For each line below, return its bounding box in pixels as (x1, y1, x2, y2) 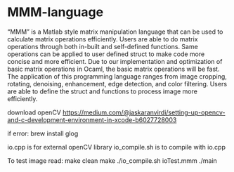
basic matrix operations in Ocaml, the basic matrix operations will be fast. (7, 65, 220, 73)
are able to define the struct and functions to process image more (7, 87, 198, 95)
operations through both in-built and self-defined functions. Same (7, 42, 198, 51)
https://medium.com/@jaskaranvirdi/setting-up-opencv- (62, 108, 226, 117)
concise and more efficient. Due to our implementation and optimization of (7, 57, 223, 65)
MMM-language (7, 4, 104, 20)
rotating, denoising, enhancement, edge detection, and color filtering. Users (7, 79, 227, 88)
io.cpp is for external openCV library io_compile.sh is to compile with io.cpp (7, 143, 226, 151)
